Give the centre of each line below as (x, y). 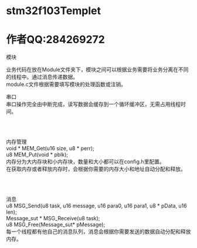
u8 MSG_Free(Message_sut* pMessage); (56, 224)
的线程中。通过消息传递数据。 (42, 77)
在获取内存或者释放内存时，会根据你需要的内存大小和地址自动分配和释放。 (96, 169)
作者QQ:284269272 (56, 40)
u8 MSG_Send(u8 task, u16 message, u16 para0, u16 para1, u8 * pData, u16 (96, 206)
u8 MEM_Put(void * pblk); (37, 155)
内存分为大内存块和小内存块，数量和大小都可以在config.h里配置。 (86, 162)
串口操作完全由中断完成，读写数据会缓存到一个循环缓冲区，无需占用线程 (93, 104)
